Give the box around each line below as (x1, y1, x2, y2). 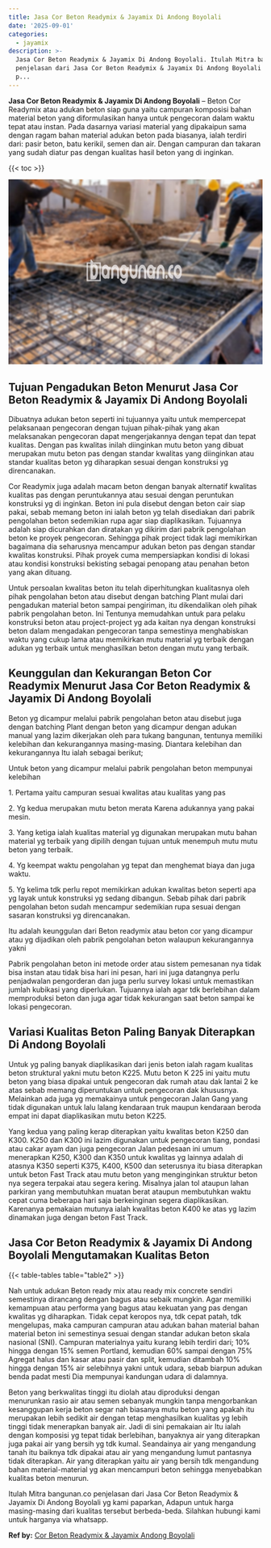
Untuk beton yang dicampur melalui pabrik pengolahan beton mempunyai (8, 763, 252, 773)
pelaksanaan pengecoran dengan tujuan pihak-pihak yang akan (8, 423, 220, 432)
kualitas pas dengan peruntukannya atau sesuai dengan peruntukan (8, 490, 234, 500)
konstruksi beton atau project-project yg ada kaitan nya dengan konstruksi (8, 618, 256, 627)
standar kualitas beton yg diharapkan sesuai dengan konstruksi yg (8, 458, 228, 467)
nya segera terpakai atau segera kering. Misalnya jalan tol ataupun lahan (8, 1178, 249, 1187)
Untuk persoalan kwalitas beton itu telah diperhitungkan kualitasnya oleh (8, 583, 250, 593)
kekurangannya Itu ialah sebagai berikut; (8, 748, 144, 757)
